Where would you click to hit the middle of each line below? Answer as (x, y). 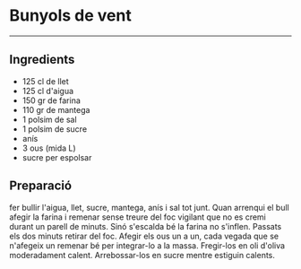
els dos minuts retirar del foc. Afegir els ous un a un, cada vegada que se (144, 236)
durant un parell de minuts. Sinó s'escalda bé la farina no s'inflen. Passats (146, 226)
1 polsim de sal (50, 119)
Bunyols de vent (70, 16)
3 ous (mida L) (49, 148)
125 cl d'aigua (48, 91)
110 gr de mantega (56, 109)
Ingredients (42, 60)
